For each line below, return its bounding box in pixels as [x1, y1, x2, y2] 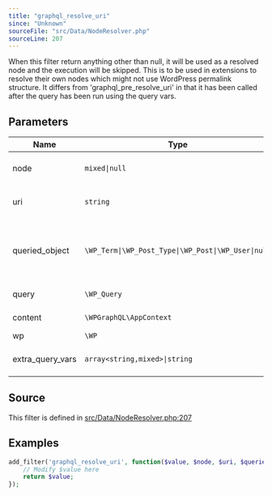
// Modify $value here [23, 465, 100, 473]
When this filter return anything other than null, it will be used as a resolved [8, 57, 259, 67]
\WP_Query [84, 290, 123, 299]
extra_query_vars [12, 354, 77, 365]
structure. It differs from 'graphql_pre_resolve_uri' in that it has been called [8, 83, 257, 93]
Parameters [8, 114, 69, 128]
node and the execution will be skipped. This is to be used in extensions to [8, 66, 257, 75]
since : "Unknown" [8, 19, 67, 28]
